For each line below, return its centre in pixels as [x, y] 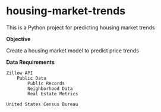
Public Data [31, 78]
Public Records [46, 83]
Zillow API [20, 73]
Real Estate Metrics [53, 94]
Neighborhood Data [50, 88]
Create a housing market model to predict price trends [73, 50]
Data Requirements [30, 62]
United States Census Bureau [42, 104]
